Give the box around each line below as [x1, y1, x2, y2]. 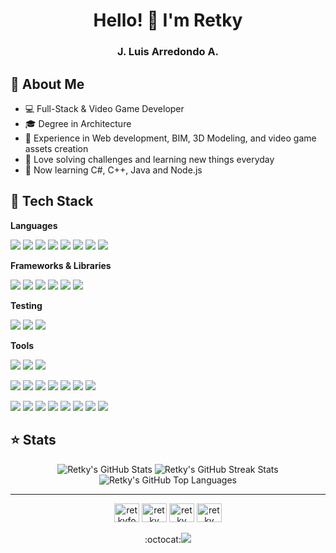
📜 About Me [10, 75, 85, 93]
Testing [10, 299, 43, 311]
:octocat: [144, 533, 182, 545]
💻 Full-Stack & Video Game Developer [24, 102, 185, 114]
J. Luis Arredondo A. [116, 45, 220, 59]
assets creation [24, 142, 89, 154]
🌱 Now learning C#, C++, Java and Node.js [24, 164, 203, 176]
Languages [10, 219, 58, 231]
